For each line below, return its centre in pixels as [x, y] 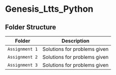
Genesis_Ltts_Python [49, 9]
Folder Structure [31, 27]
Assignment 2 [23, 57]
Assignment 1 [23, 49]
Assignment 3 [23, 65]
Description [75, 41]
